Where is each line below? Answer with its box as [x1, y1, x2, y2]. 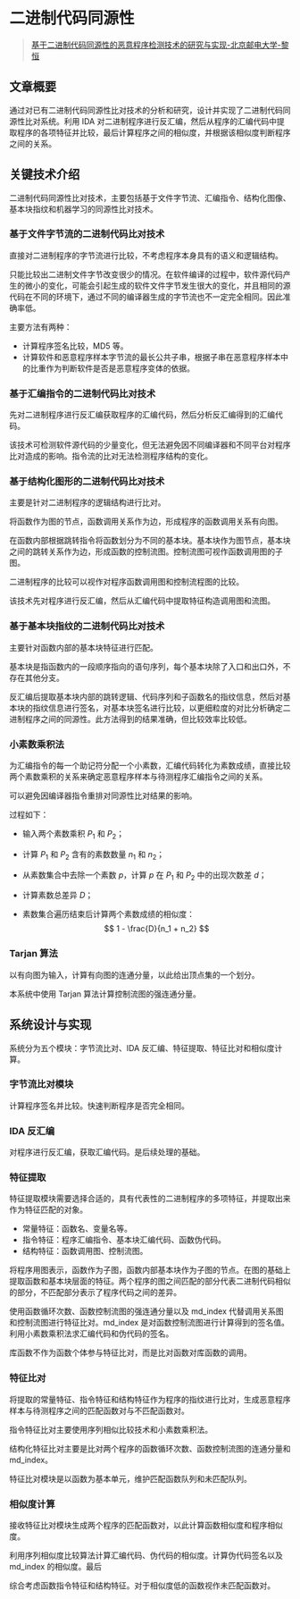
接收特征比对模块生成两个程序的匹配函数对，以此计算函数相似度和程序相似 [9, 1520, 283, 1531]
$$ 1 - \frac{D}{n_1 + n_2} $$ [104, 923, 210, 934]
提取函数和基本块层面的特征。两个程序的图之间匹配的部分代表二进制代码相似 [9, 1275, 291, 1287]
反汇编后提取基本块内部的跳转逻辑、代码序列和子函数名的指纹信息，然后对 [9, 691, 283, 702]
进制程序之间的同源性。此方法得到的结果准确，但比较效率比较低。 [9, 713, 252, 724]
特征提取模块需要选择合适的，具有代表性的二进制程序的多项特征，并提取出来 [9, 1193, 291, 1204]
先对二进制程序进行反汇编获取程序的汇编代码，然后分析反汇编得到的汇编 [9, 409, 275, 420]
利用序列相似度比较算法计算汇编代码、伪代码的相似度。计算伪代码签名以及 [9, 1550, 283, 1561]
